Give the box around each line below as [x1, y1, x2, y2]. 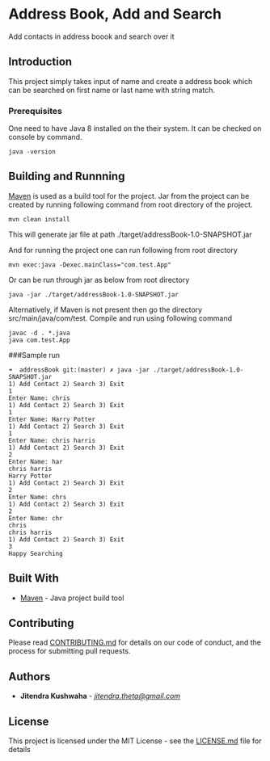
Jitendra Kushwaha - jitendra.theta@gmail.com [19, 692, 180, 701]
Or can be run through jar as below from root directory [8, 275, 190, 284]
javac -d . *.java [8, 329, 70, 337]
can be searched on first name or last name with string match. [8, 85, 216, 95]
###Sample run [8, 350, 61, 359]
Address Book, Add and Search [8, 5, 222, 23]
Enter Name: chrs [8, 493, 67, 501]
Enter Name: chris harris [8, 436, 95, 444]
